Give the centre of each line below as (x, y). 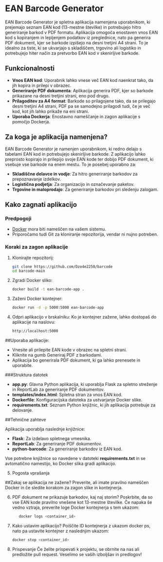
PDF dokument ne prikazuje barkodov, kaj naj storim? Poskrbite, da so (82, 497)
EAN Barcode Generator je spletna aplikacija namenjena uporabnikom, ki (78, 22)
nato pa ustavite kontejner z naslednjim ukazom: (61, 531)
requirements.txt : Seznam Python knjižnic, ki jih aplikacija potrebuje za (84, 405)
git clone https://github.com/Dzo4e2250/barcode (62, 266)
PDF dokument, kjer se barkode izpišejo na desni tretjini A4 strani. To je (77, 42)
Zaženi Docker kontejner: (37, 299)
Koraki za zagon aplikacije (36, 247)
